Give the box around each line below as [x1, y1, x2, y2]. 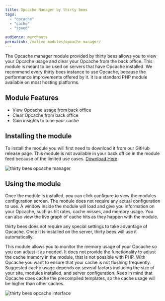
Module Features [5, 94, 59, 102]
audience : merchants [5, 35, 48, 40]
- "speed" [9, 26, 30, 31]
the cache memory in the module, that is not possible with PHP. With [5, 254, 146, 260]
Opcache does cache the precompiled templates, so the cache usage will [5, 275, 156, 281]
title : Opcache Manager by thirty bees [5, 7, 88, 12]
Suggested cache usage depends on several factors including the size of [5, 265, 155, 271]
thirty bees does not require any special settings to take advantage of [5, 224, 148, 229]
